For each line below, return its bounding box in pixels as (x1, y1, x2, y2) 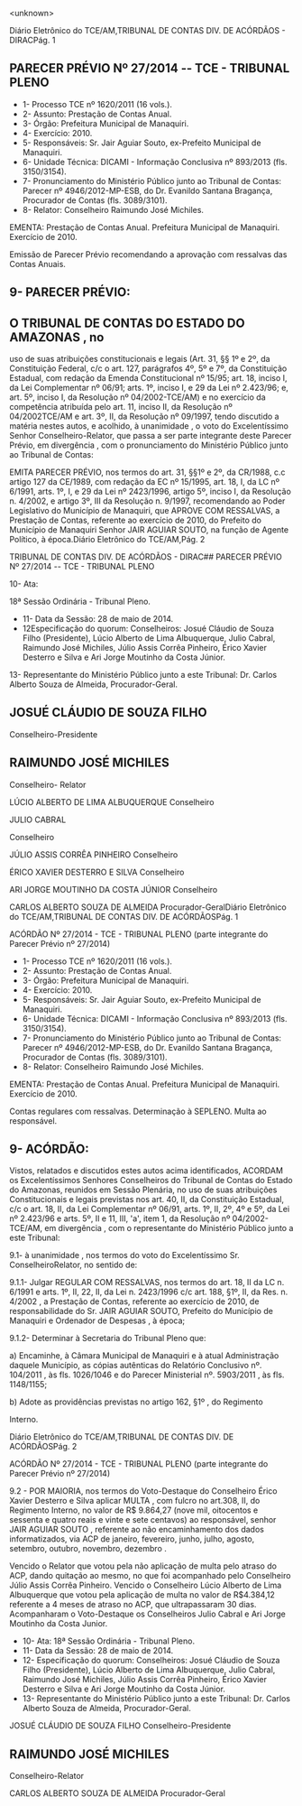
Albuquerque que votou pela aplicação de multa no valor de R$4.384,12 (9, 1589, 275, 1600)
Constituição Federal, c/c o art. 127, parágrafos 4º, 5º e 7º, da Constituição (9, 363, 288, 374)
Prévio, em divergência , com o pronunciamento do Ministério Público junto (9, 440, 288, 450)
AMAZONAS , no (9, 329, 105, 345)
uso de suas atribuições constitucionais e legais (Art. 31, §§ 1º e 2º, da (9, 354, 270, 365)
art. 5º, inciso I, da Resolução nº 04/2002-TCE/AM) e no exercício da (9, 392, 266, 403)
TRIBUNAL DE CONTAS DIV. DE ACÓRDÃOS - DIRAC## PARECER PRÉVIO (9, 551, 282, 562)
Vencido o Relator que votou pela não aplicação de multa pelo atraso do (9, 1561, 278, 1571)
